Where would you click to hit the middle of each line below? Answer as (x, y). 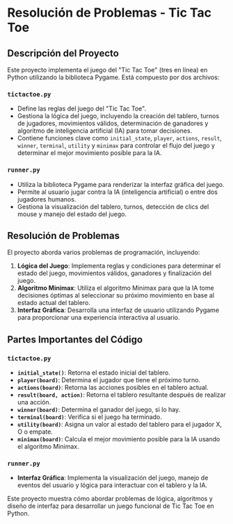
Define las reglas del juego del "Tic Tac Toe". (82, 108)
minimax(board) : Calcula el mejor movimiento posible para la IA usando (119, 439)
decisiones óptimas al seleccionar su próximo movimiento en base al (115, 295)
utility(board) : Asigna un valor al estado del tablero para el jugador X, (120, 425)
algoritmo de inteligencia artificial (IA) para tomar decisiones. (105, 131)
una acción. (34, 402)
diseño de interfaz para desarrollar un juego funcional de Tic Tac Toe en (111, 506)
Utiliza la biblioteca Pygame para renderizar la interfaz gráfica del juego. (121, 184)
